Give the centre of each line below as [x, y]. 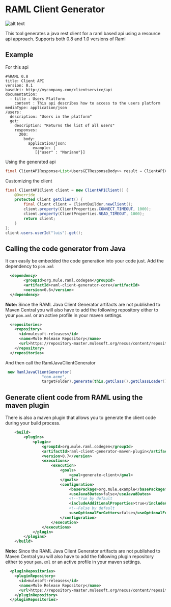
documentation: [21, 94]
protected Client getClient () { [49, 200]
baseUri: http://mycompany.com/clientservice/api [59, 90]
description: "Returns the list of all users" [65, 125]
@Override [25, 195]
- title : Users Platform [37, 99]
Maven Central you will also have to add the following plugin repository [80, 557]
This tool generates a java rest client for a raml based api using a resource [83, 33]
